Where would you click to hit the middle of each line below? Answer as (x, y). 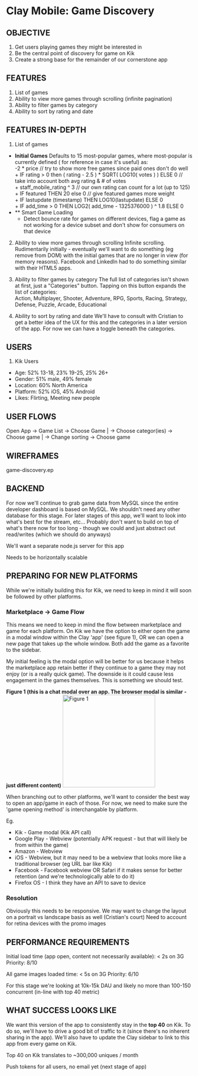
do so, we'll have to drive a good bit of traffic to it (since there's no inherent (98, 1031)
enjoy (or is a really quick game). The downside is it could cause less (90, 674)
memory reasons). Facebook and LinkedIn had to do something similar (100, 261)
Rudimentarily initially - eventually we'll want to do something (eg (94, 249)
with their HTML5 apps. (43, 268)
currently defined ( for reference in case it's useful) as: (81, 162)
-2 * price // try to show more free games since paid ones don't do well (101, 168)
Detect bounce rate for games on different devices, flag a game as (105, 219)
